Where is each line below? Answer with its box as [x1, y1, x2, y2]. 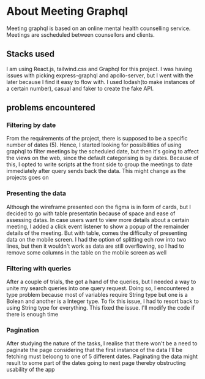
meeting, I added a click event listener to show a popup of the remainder [6, 223, 190, 230]
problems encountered [6, 102, 96, 113]
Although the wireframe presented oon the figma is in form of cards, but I [6, 203, 191, 210]
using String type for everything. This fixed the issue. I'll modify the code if [6, 304, 195, 312]
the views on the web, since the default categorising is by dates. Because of [6, 155, 199, 162]
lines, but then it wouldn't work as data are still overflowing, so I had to [6, 242, 185, 250]
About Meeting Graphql [6, 4, 129, 18]
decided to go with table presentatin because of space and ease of [6, 210, 176, 217]
